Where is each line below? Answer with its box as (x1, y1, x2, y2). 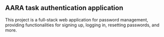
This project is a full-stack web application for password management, (5, 17, 149, 22)
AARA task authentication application (5, 4, 124, 12)
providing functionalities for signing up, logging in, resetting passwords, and (5, 22, 160, 28)
